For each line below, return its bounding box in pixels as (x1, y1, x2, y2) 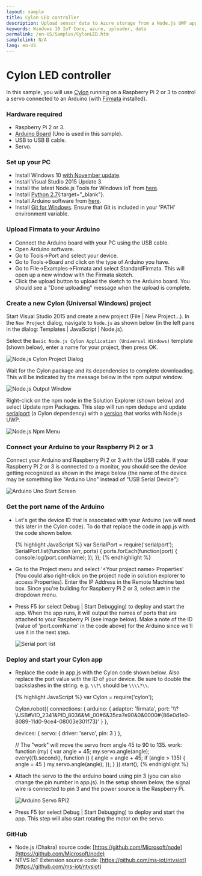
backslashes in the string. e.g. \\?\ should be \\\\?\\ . (14, 682, 150, 689)
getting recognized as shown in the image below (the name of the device (6, 469, 188, 477)
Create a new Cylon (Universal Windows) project (6, 299, 151, 307)
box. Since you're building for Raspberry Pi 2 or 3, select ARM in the (14, 584, 180, 592)
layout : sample (6, 8, 44, 15)
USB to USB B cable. (14, 136, 66, 144)
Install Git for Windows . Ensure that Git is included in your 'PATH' (14, 203, 176, 211)
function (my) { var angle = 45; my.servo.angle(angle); (14, 747, 150, 755)
